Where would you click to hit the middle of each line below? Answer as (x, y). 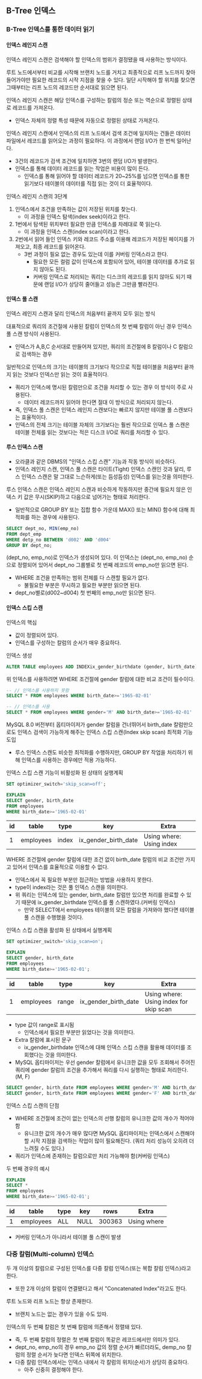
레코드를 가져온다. (33, 108)
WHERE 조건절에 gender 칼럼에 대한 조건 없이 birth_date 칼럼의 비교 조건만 (95, 860)
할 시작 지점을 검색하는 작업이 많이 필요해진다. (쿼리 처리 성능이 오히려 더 (109, 1140)
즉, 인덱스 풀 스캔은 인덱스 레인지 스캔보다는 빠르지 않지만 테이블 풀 (93, 409)
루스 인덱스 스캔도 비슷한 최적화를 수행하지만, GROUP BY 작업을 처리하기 (101, 752)
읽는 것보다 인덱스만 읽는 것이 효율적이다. (61, 374)
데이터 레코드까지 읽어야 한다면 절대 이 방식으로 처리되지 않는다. (98, 402)
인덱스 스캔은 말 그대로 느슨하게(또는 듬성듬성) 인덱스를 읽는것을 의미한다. (108, 476)
